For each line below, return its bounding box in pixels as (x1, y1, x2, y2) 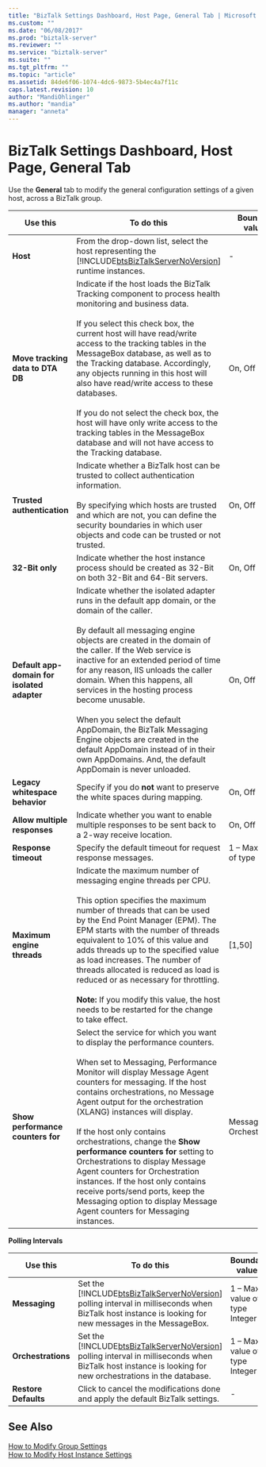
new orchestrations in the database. (78, 1370, 211, 1381)
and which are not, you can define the (76, 509, 217, 520)
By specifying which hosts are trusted (76, 500, 217, 511)
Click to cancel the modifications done (78, 1383, 221, 1394)
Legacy (12, 776, 41, 787)
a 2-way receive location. (76, 829, 173, 840)
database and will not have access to (76, 437, 214, 448)
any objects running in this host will (76, 367, 207, 378)
